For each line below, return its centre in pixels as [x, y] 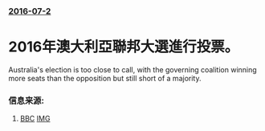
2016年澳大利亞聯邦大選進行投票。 [124, 47]
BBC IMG [35, 119]
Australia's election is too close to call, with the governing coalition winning [132, 69]
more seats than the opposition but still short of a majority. [105, 78]
